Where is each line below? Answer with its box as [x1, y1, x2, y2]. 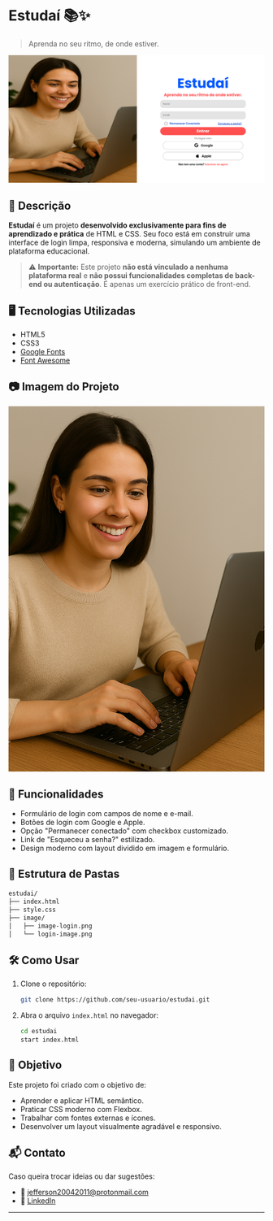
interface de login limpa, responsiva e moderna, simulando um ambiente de [8, 237, 262, 248]
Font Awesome [19, 355, 71, 366]
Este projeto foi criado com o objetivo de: [8, 1080, 146, 1089]
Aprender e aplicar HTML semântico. [19, 1095, 145, 1106]
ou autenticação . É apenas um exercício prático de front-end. [43, 280, 251, 289]
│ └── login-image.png [8, 930, 93, 939]
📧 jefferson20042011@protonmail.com [19, 1188, 149, 1197]
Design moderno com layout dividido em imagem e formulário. [19, 843, 230, 854]
